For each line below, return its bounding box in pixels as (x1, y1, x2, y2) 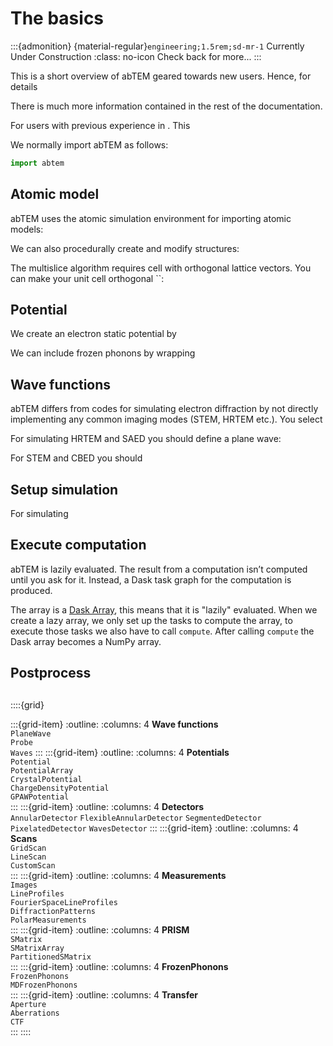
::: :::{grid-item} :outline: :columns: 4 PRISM (10, 923, 190, 936)
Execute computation (10, 537, 147, 554)
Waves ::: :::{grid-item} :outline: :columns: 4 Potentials (10, 746, 230, 758)
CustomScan (10, 860, 56, 871)
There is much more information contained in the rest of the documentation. (10, 100, 323, 112)
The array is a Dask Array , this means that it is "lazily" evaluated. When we (10, 603, 318, 616)
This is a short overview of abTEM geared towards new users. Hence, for (10, 70, 312, 82)
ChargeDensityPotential (10, 783, 110, 793)
